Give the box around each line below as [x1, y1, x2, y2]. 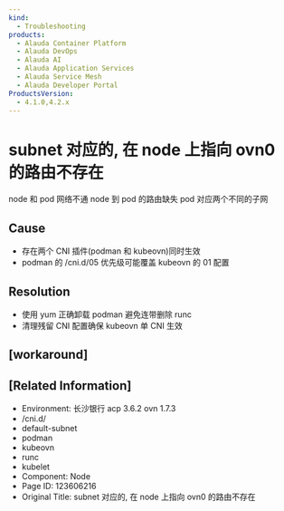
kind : [8, 13, 29, 23]
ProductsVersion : [8, 89, 74, 98]
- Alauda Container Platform [16, 38, 127, 48]
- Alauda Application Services [16, 64, 135, 73]
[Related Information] [8, 378, 132, 393]
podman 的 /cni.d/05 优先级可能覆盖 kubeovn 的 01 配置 [21, 257, 230, 268]
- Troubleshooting [16, 22, 87, 31]
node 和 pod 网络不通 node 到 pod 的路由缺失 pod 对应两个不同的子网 [8, 194, 269, 205]
